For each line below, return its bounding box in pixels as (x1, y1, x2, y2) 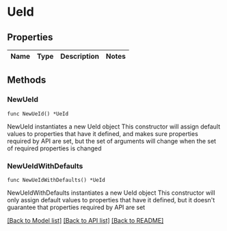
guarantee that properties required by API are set (7, 203, 146, 211)
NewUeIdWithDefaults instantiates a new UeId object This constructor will (7, 189, 215, 197)
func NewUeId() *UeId (7, 110, 69, 117)
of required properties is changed (7, 144, 102, 152)
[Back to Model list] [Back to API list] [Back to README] (7, 216, 164, 224)
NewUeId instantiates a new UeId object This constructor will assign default (7, 122, 221, 131)
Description (60, 52, 99, 61)
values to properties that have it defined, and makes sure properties (7, 129, 198, 137)
